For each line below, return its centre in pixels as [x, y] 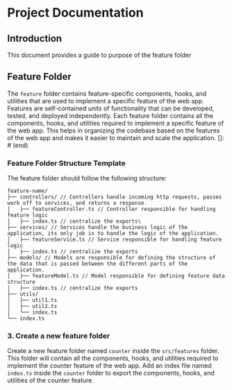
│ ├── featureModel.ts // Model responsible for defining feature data [116, 276]
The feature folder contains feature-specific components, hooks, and [107, 93]
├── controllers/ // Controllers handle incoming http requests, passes [115, 197]
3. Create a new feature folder [59, 336]
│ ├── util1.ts [32, 300]
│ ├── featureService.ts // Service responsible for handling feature [115, 240]
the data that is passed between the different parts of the [98, 264]
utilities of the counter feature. [50, 380]
